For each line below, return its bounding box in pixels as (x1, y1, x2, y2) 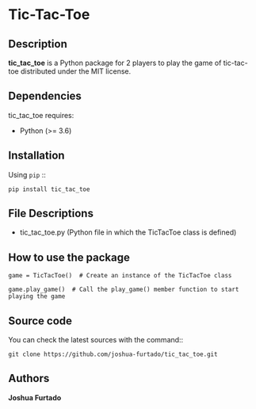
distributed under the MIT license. (20, 67, 132, 76)
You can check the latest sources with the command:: (8, 335, 184, 345)
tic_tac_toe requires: (8, 110, 75, 120)
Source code (8, 314, 73, 327)
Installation (8, 149, 65, 162)
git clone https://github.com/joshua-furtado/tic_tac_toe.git (8, 350, 218, 358)
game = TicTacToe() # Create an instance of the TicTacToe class (8, 272, 232, 280)
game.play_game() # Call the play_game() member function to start (8, 285, 239, 294)
